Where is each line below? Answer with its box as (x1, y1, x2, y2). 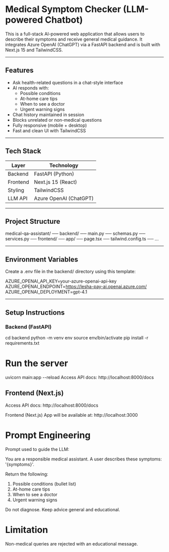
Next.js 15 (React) (34, 178, 77, 186)
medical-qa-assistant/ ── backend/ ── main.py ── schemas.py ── (5, 230, 146, 237)
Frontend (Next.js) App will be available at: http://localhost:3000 (5, 412, 138, 418)
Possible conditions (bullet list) (12, 481, 76, 487)
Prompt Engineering (5, 429, 91, 441)
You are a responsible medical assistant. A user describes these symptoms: (5, 456, 162, 462)
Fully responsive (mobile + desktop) (12, 122, 87, 128)
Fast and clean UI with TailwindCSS (12, 127, 87, 134)
